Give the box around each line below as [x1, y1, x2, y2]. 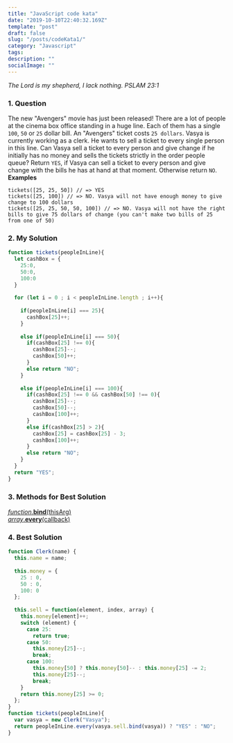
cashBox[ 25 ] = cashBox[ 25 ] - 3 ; [33, 430, 127, 437]
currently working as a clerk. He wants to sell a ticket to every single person [8, 136, 225, 145]
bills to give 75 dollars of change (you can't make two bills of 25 [8, 211, 214, 218]
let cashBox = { [14, 255, 61, 263]
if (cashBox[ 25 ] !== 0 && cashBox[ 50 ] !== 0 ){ [26, 391, 160, 399]
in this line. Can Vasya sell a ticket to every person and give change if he [8, 143, 215, 152]
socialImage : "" [8, 62, 55, 69]
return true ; [33, 632, 71, 639]
